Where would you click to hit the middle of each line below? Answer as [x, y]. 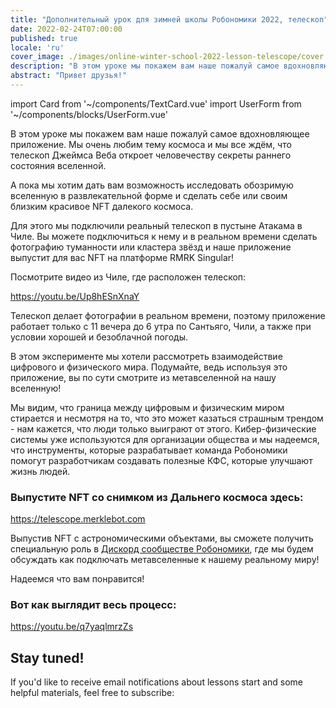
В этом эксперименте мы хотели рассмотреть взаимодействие [146, 356]
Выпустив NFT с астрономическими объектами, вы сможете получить [162, 538]
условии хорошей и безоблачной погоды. [99, 337]
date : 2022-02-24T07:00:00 [66, 29]
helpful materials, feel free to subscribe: [92, 693]
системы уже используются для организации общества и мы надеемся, [165, 439]
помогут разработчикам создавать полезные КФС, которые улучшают [161, 460]
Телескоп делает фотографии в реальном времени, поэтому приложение [168, 315]
